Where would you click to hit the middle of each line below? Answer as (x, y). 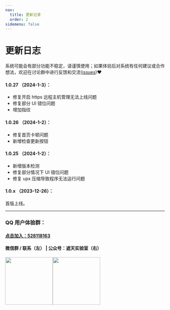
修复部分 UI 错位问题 (34, 103)
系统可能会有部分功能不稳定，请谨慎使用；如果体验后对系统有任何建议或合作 (85, 66)
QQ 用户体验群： (26, 223)
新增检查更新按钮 (30, 141)
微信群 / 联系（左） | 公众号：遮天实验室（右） (53, 248)
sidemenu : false (22, 24)
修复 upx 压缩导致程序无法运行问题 (49, 178)
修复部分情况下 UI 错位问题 (40, 172)
